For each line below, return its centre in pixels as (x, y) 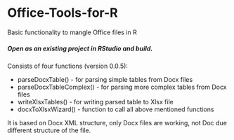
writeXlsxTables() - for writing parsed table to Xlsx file (95, 101)
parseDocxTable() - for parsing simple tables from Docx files (105, 79)
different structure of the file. (49, 130)
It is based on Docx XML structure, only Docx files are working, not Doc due (117, 122)
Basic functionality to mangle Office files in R (72, 32)
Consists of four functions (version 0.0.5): (68, 66)
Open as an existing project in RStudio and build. (80, 48)
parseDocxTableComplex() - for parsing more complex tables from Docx (122, 87)
